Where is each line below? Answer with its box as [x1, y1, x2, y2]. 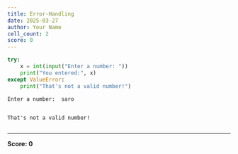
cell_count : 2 [7, 30, 50, 38]
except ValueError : [7, 76, 65, 83]
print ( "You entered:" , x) [20, 69, 97, 77]
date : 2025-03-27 [7, 17, 59, 24]
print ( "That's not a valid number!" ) [20, 82, 132, 89]
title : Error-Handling [7, 10, 74, 18]
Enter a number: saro [7, 95, 74, 103]
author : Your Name [7, 23, 62, 31]
